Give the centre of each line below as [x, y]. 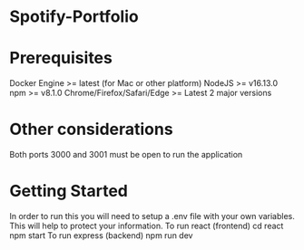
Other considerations [92, 130]
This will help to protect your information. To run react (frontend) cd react [147, 226]
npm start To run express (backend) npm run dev [101, 236]
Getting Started [69, 191]
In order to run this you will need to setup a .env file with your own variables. [152, 216]
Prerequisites [61, 58]
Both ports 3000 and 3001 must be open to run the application [126, 155]
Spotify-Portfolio [74, 17]
